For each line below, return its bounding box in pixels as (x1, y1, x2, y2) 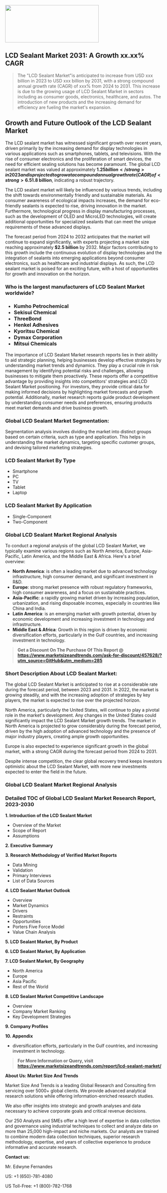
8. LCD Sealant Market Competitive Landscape (5, 993, 104, 999)
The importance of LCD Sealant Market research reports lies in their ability (5, 351, 158, 357)
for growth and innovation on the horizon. (5, 270, 91, 277)
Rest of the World (12, 984, 49, 990)
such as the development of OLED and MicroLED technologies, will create (5, 213, 157, 219)
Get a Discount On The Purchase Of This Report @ (17, 647, 124, 653)
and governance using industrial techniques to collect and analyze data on (5, 1123, 159, 1129)
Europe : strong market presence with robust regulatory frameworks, (12, 584, 153, 590)
